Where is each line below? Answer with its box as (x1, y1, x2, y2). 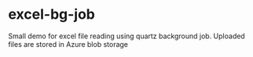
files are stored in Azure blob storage (8, 39, 128, 48)
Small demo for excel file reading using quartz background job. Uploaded (8, 31, 245, 41)
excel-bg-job (8, 5, 96, 23)
